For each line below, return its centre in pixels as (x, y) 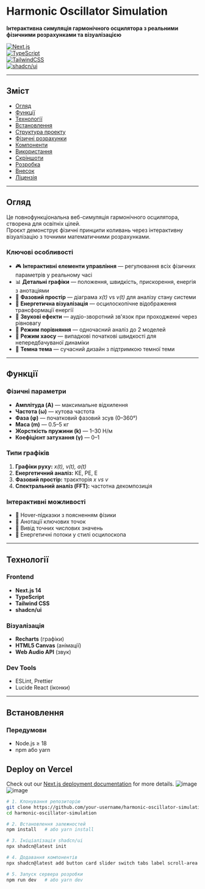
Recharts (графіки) (40, 639)
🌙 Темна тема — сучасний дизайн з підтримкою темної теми (95, 349)
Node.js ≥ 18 (31, 743)
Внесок (25, 171)
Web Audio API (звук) (43, 652)
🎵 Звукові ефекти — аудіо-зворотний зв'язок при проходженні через (106, 316)
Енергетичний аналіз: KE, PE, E (56, 473)
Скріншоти (29, 158)
